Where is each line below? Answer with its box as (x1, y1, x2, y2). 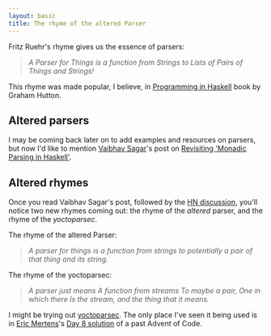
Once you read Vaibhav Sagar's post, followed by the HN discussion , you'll (8, 198, 258, 207)
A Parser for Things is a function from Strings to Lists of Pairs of (28, 57, 243, 67)
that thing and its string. (28, 254, 109, 264)
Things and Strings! (28, 66, 95, 75)
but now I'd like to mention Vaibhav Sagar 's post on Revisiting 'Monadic (8, 143, 247, 154)
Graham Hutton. (8, 90, 62, 100)
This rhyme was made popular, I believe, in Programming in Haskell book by (8, 82, 261, 91)
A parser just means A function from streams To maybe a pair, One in (28, 286, 261, 296)
